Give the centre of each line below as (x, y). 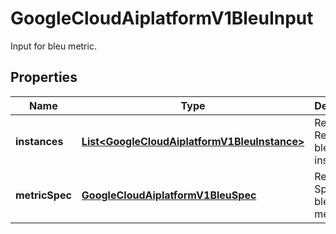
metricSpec (43, 195)
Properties (44, 77)
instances (39, 141)
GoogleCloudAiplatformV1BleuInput (162, 18)
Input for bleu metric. (53, 46)
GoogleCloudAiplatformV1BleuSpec (169, 195)
